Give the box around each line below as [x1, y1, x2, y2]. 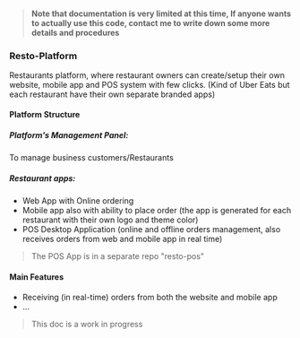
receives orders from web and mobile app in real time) [21, 234, 223, 245]
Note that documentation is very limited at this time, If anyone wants [30, 8, 292, 19]
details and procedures [30, 27, 120, 38]
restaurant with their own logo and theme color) [21, 214, 199, 225]
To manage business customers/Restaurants [9, 152, 175, 163]
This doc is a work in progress [30, 318, 143, 329]
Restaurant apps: [9, 173, 76, 184]
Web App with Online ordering [21, 195, 134, 206]
